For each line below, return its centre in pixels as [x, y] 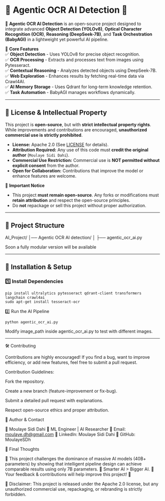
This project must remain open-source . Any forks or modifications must [85, 195]
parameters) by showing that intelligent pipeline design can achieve [73, 464]
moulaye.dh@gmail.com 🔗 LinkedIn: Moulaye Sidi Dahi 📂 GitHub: [70, 435]
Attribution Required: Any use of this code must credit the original [80, 150]
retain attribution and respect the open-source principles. [71, 200]
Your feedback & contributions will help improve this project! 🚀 [68, 474]
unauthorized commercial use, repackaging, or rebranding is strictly [74, 489]
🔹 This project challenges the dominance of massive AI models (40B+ [76, 459]
